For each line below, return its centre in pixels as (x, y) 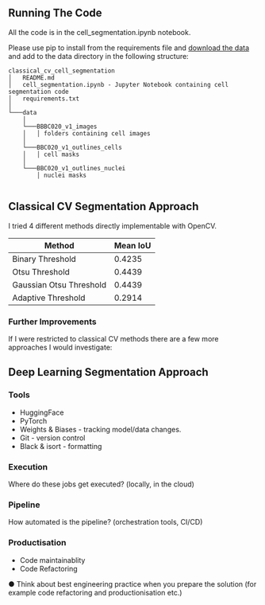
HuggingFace (42, 412)
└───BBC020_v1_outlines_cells (73, 147)
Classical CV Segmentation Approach (104, 207)
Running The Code (55, 13)
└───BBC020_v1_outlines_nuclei (74, 168)
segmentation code (38, 92)
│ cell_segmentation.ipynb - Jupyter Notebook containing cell (118, 84)
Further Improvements (52, 322)
